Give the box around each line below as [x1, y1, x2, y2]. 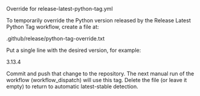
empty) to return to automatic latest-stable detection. [6, 83, 139, 90]
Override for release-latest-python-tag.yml [6, 5, 113, 12]
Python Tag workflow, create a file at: [6, 24, 99, 30]
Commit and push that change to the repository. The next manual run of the [6, 70, 195, 77]
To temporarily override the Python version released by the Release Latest [6, 17, 192, 24]
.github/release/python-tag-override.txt [6, 35, 105, 42]
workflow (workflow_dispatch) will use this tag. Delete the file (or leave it [6, 77, 187, 83]
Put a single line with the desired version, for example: [6, 46, 141, 54]
